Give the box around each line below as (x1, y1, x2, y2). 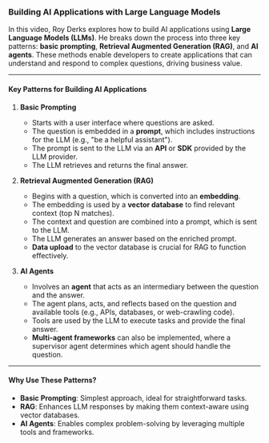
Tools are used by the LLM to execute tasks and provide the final (31, 315, 246, 325)
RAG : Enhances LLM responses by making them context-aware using (19, 401, 250, 411)
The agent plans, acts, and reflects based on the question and (31, 298, 237, 308)
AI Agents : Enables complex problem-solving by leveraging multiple (19, 418, 245, 428)
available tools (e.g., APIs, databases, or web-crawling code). (31, 307, 235, 317)
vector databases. (19, 410, 80, 420)
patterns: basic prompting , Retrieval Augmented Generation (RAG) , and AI (8, 42, 259, 51)
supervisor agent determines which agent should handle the (31, 341, 231, 350)
